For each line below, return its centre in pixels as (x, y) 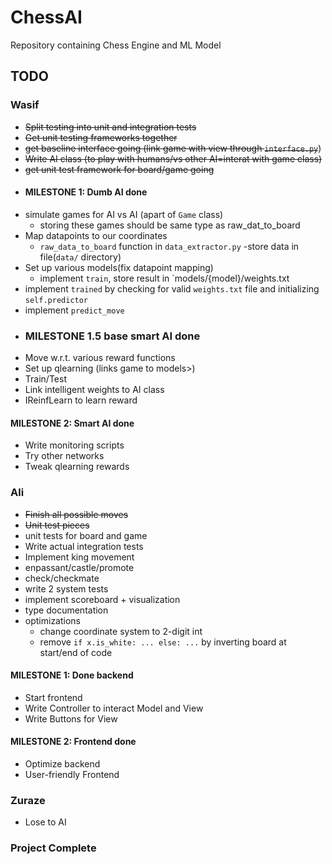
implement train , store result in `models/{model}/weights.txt (164, 278)
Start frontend (53, 697)
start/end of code (76, 652)
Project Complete (53, 848)
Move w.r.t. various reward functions (100, 358)
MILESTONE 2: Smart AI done (72, 423)
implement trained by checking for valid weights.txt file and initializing (172, 288)
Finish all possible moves (76, 514)
